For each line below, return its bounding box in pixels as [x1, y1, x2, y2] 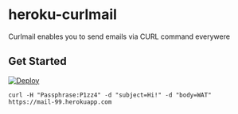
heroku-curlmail [8, 6, 118, 24]
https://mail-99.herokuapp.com [8, 97, 112, 106]
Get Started [8, 55, 67, 68]
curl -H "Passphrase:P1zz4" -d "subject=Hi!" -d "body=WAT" [8, 91, 213, 99]
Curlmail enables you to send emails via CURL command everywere [8, 32, 231, 41]
